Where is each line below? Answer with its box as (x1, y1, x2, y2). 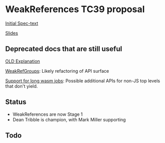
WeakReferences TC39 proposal (5, 4, 145, 15)
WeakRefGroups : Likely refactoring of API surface (5, 68, 109, 74)
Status (5, 98, 27, 107)
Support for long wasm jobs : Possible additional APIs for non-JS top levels (5, 77, 160, 84)
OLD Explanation (5, 58, 40, 64)
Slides (5, 30, 18, 36)
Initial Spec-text (5, 20, 38, 26)
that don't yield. (5, 83, 38, 89)
